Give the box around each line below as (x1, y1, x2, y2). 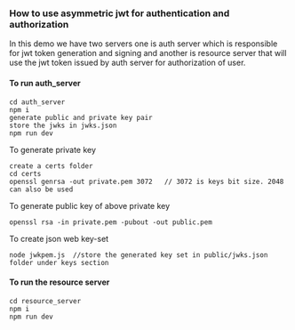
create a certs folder (9, 161, 93, 171)
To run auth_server (9, 77, 82, 88)
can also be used (9, 185, 74, 194)
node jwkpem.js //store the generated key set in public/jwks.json (9, 250, 268, 260)
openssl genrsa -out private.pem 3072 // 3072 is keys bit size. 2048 (9, 177, 284, 186)
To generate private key (9, 144, 96, 155)
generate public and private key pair (9, 113, 153, 122)
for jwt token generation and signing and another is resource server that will (9, 48, 287, 59)
